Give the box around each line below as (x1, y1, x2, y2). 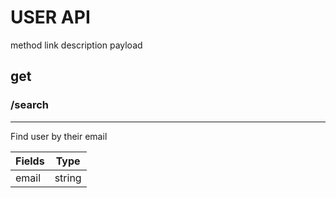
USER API (10, 6, 91, 29)
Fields (15, 154, 45, 168)
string (54, 171, 82, 185)
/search (10, 98, 49, 112)
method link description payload (10, 39, 143, 51)
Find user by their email (10, 130, 108, 142)
